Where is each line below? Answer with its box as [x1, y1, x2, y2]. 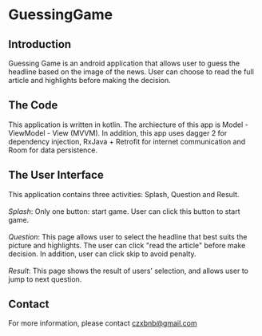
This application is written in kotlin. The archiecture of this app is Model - [8, 120, 249, 129]
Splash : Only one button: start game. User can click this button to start [8, 206, 241, 216]
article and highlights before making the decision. [8, 76, 171, 85]
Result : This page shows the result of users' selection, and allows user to [8, 266, 249, 275]
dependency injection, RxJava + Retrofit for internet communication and [8, 136, 246, 146]
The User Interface [8, 168, 104, 182]
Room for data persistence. [8, 145, 98, 155]
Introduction [8, 38, 72, 51]
